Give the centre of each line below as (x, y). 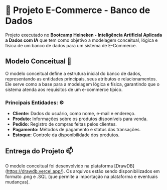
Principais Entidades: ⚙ (35, 103)
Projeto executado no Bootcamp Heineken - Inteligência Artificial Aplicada (84, 35)
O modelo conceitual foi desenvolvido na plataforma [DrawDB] (70, 166)
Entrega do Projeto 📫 (39, 151)
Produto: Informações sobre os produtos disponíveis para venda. (80, 119)
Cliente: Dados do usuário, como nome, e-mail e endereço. (74, 114)
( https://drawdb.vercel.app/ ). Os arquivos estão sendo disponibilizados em (82, 171)
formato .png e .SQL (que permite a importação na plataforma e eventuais (81, 176)
